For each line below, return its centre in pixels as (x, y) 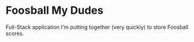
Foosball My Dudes (55, 10)
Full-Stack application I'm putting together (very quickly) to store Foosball (97, 27)
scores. (15, 33)
